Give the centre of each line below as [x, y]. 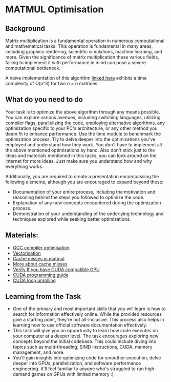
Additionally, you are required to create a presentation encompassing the [82, 176]
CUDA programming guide [41, 275]
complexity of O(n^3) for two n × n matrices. [52, 83]
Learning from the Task [43, 297]
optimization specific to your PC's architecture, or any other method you [81, 128]
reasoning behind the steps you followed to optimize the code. [79, 197]
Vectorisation [27, 253]
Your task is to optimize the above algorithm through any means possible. [83, 112]
